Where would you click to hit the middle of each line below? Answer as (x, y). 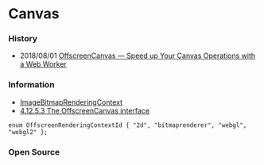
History (23, 39)
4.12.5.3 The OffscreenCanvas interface (84, 110)
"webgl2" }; (28, 132)
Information (31, 85)
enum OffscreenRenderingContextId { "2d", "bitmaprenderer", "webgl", (128, 125)
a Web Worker (43, 64)
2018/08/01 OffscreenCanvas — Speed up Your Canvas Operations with (138, 56)
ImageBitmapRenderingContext (71, 102)
